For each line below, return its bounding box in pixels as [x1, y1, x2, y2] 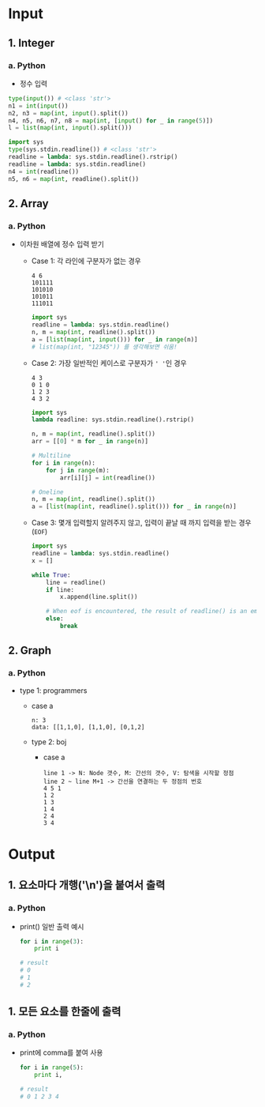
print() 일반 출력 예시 [19, 921, 84, 931]
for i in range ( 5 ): [19, 1064, 84, 1071]
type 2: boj [31, 736, 67, 747]
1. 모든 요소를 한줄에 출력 [8, 1005, 121, 1019]
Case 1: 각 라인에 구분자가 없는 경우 [31, 256, 142, 265]
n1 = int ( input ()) [8, 102, 69, 110]
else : [46, 615, 65, 623]
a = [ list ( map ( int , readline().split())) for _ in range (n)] [31, 503, 237, 510]
